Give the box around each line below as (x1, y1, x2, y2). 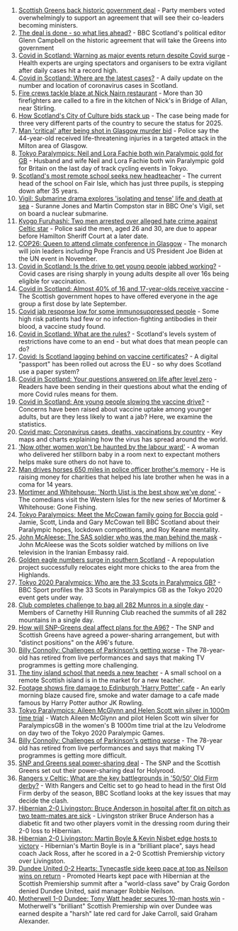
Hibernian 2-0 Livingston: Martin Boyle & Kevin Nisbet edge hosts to (18, 834, 217, 842)
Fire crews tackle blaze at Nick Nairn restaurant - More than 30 (18, 89, 203, 97)
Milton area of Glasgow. (18, 142, 88, 149)
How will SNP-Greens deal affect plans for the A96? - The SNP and (18, 624, 215, 631)
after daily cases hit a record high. (18, 67, 118, 74)
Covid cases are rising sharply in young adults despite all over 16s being (18, 269, 229, 278)
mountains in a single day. (18, 616, 95, 624)
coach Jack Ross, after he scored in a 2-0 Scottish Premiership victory (18, 850, 225, 857)
